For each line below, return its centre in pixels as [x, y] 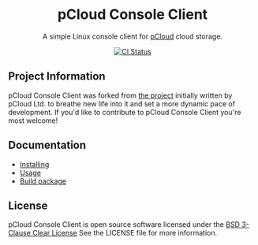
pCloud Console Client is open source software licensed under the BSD [124, 225]
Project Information [57, 76]
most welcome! [33, 121]
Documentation [47, 145]
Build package [43, 181]
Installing [34, 164]
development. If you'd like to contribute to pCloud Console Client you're [125, 112]
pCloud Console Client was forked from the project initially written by [120, 95]
